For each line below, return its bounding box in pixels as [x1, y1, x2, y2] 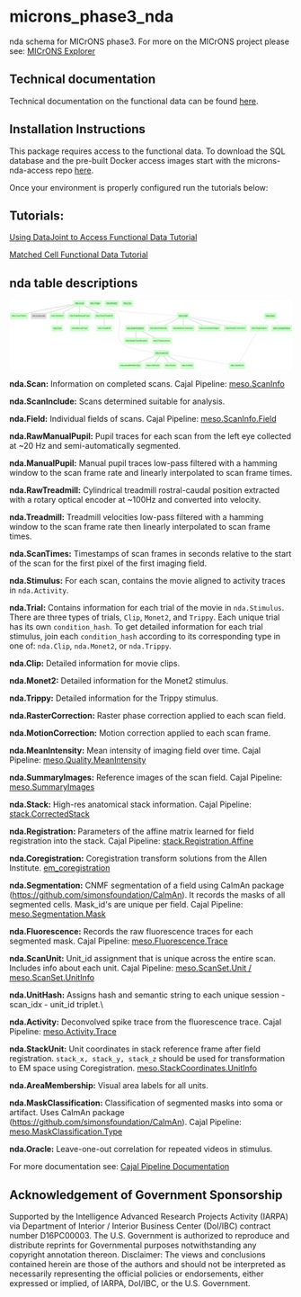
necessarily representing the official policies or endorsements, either [9, 1268, 264, 1279]
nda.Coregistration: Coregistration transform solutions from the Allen [9, 853, 268, 864]
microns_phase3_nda [9, 6, 174, 27]
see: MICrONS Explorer [9, 45, 96, 56]
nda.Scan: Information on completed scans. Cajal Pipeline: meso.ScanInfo [9, 379, 285, 389]
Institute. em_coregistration [9, 863, 111, 873]
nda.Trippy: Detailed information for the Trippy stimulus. [9, 693, 218, 703]
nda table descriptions [9, 275, 138, 291]
